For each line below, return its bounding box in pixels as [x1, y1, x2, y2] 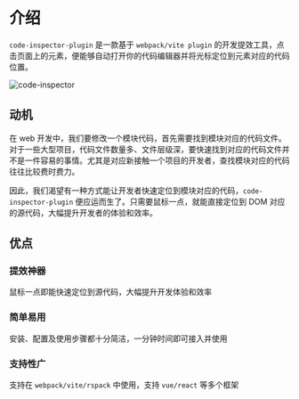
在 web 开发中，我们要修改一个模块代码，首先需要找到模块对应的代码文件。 [9, 133, 287, 143]
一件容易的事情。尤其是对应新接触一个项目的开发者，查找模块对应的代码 [24, 155, 290, 166]
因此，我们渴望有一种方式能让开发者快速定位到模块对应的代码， [9, 184, 243, 196]
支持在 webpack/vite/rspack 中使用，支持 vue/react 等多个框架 [9, 379, 239, 390]
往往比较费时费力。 [9, 166, 80, 176]
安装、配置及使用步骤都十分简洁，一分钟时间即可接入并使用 [9, 333, 228, 344]
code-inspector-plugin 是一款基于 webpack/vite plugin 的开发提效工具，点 [9, 39, 285, 50]
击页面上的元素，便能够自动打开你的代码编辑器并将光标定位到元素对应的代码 [9, 50, 290, 61]
